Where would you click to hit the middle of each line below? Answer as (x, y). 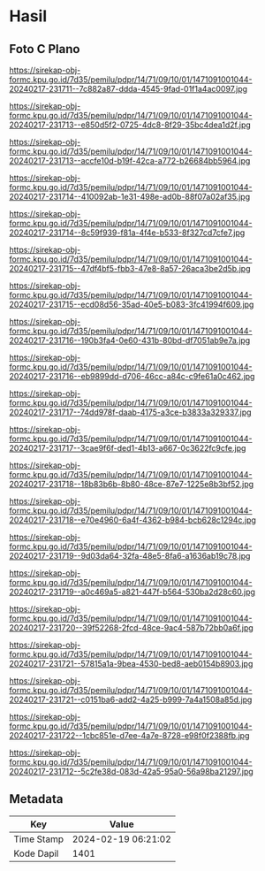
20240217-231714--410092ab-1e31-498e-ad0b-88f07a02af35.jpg (130, 197)
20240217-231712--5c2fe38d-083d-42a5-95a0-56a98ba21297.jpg (131, 772)
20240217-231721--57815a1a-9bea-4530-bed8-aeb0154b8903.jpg (131, 664)
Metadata (36, 799)
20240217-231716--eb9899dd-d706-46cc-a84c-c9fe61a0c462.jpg (132, 376)
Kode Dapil (36, 853)
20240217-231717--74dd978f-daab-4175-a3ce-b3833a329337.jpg (130, 412)
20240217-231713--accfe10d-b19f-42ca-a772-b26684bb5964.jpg (130, 160)
